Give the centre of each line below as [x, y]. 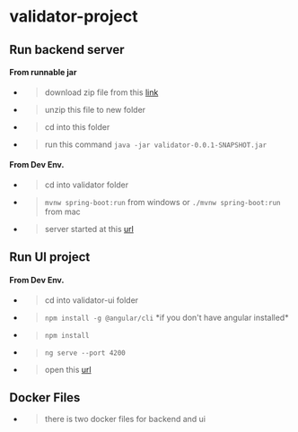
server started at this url [89, 229]
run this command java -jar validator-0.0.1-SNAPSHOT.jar [156, 144]
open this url [68, 369]
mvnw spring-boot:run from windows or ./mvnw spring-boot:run [162, 202]
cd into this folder [77, 126]
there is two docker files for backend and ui [125, 419]
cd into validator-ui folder [92, 300]
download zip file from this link [101, 92]
